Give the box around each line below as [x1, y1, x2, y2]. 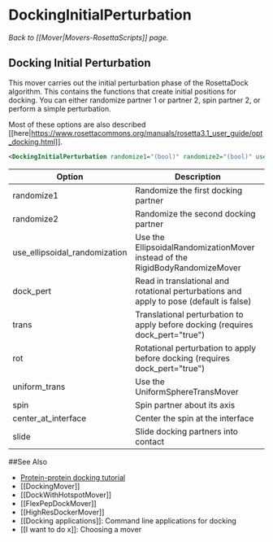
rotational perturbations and [135, 285, 242, 296]
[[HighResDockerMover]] [19, 507, 105, 517]
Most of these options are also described [8, 120, 146, 129]
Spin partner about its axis [135, 399, 236, 410]
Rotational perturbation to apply [135, 342, 256, 353]
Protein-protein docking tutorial [19, 472, 126, 482]
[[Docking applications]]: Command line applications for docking [19, 515, 237, 526]
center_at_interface [12, 413, 87, 424]
